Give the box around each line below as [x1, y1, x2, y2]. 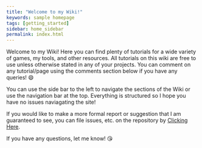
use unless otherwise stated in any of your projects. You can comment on [6, 61, 191, 69]
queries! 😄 [6, 74, 34, 81]
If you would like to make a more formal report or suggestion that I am [6, 110, 181, 118]
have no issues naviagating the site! [6, 98, 96, 106]
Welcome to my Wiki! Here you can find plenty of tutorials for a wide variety [6, 48, 197, 55]
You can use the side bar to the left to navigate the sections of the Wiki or [6, 86, 190, 93]
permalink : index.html [6, 32, 64, 38]
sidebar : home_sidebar [6, 25, 64, 32]
